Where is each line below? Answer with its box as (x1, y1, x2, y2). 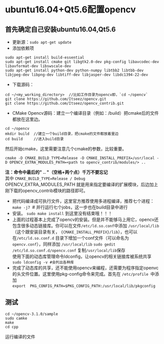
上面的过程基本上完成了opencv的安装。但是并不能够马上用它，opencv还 (12, 217, 159, 222)
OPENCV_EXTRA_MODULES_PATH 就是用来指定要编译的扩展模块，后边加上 (5, 182, 159, 187)
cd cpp (5, 324, 19, 329)
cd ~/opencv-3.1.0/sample (5, 312, 58, 316)
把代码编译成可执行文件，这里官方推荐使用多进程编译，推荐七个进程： (12, 198, 155, 204)
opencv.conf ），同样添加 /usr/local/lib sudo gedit (12, 241, 116, 247)
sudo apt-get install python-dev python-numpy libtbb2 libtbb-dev (5, 68, 144, 73)
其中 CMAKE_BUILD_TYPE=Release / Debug (5, 175, 86, 181)
